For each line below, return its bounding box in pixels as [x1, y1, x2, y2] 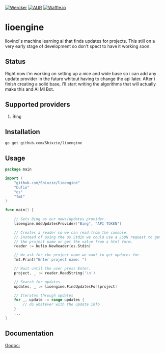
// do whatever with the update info [23, 302, 100, 307]
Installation [5, 128, 40, 136]
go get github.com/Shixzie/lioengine [5, 140, 82, 146]
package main [5, 167, 32, 172]
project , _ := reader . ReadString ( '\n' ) [14, 271, 96, 275]
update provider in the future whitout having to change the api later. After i [5, 76, 155, 81]
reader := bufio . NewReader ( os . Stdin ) [14, 244, 91, 249]
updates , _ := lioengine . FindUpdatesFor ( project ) [14, 284, 118, 289]
